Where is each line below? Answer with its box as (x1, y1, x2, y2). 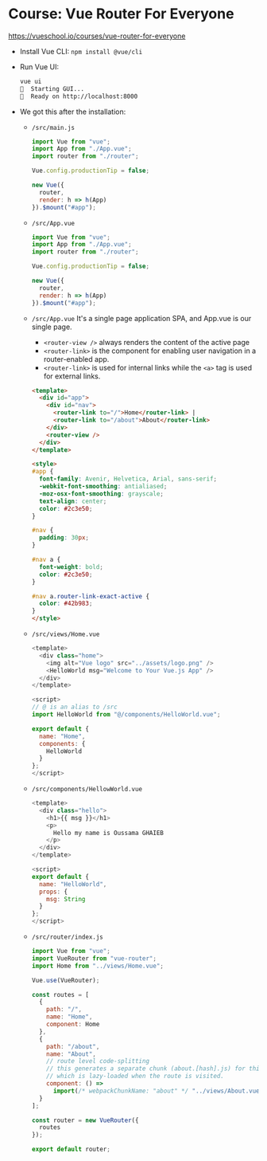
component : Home (46, 1021, 100, 1029)
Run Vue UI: (19, 61, 60, 72)
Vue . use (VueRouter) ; (31, 976, 100, 984)
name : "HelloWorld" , (38, 880, 107, 888)
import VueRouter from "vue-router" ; (31, 954, 157, 963)
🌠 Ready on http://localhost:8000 (19, 92, 138, 100)
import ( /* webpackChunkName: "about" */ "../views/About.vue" (52, 1087, 264, 1095)
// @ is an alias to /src (31, 703, 118, 712)
